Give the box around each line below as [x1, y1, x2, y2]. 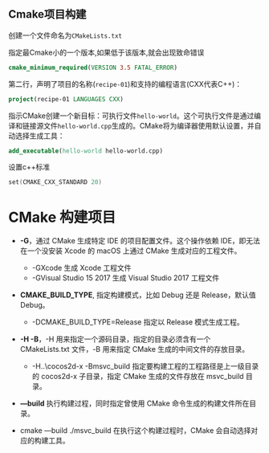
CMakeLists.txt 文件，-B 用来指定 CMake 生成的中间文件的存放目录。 [19, 345, 250, 354]
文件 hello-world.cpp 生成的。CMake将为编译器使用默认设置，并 [43, 120, 255, 130]
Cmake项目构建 [8, 7, 87, 22]
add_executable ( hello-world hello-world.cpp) [8, 147, 163, 155]
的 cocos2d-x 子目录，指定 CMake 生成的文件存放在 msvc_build [31, 372, 244, 382]
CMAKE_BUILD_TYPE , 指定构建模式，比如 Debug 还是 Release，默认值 [19, 290, 256, 300]
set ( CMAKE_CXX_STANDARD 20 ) [8, 178, 103, 186]
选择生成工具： [14, 131, 65, 141]
